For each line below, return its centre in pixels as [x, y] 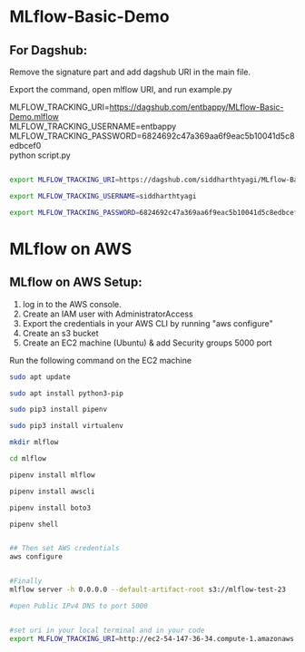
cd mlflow [28, 459]
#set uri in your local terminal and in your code [107, 630]
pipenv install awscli [52, 491]
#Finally [26, 581]
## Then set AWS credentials [64, 549]
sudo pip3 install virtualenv [67, 426]
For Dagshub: [49, 50]
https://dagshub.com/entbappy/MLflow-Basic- [197, 107]
